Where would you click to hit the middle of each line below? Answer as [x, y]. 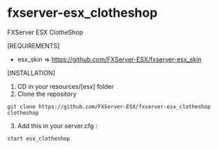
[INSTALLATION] [31, 73]
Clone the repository [47, 94]
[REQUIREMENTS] [34, 45]
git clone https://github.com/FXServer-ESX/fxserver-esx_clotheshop [109, 106]
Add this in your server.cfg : [57, 126]
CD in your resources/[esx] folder [65, 86]
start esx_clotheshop [39, 139]
